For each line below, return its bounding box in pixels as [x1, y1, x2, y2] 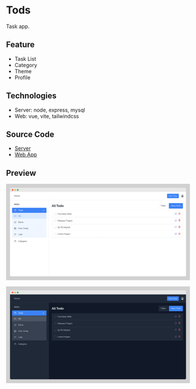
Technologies [6, 91, 57, 101]
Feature [6, 40, 35, 50]
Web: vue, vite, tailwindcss [14, 112, 79, 120]
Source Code [6, 129, 54, 139]
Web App [14, 151, 37, 158]
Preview [6, 168, 37, 178]
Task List [14, 55, 36, 62]
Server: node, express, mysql [14, 106, 86, 113]
